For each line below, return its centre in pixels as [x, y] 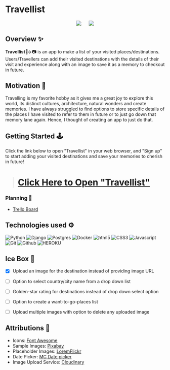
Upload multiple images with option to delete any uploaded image [81, 312]
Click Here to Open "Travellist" [84, 182]
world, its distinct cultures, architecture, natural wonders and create [76, 103]
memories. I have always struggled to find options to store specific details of [85, 109]
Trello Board [25, 209]
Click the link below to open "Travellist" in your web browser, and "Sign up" [84, 151]
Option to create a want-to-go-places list [55, 301]
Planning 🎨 [19, 198]
